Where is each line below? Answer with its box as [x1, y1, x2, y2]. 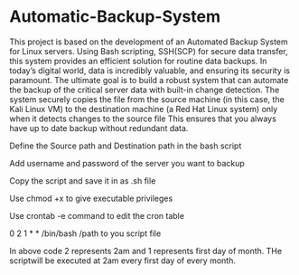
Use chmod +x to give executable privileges [9, 193, 173, 204]
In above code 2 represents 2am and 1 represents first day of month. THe [9, 245, 283, 256]
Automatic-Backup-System [9, 6, 221, 27]
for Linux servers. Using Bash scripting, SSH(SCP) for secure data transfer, [9, 45, 289, 56]
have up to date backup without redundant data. [9, 122, 189, 133]
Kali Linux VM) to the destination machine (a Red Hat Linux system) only [9, 103, 278, 114]
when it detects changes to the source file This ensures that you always [9, 113, 277, 124]
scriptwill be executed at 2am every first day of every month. [9, 255, 237, 266]
